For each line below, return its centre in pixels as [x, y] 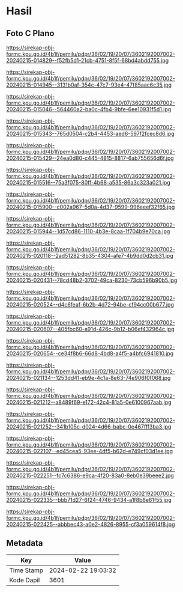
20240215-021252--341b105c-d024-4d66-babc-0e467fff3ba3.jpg [89, 427]
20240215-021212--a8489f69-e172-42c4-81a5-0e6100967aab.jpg [89, 402]
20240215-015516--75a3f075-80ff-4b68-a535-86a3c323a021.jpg [88, 182]
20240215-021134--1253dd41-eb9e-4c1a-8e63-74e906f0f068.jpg [88, 378]
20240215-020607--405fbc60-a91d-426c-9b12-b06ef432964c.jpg [90, 329]
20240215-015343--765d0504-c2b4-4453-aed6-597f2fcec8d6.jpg [91, 134]
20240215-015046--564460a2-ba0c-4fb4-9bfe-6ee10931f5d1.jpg [89, 109]
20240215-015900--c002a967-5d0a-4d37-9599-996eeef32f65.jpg [91, 207]
